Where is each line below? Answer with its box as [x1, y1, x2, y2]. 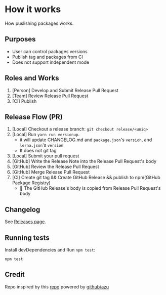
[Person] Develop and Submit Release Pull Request [12, 87, 118, 93]
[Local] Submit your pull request [12, 153, 79, 159]
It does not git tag [19, 148, 57, 154]
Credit [5, 270, 25, 279]
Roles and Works [5, 74, 59, 82]
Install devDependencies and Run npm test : [5, 247, 96, 252]
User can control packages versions [12, 48, 88, 54]
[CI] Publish [12, 98, 37, 104]
